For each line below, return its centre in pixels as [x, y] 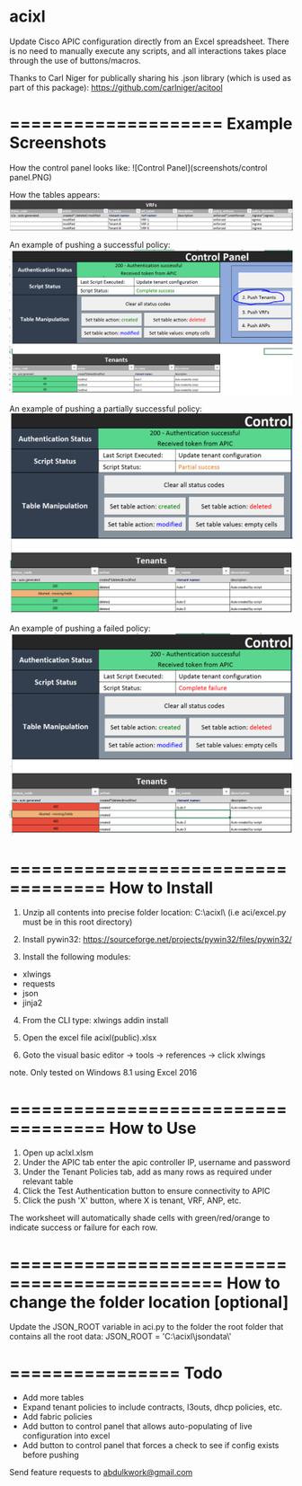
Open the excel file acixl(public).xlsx [89, 1038]
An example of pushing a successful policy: [90, 245]
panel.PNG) [31, 177]
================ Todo [116, 1373]
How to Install [161, 888]
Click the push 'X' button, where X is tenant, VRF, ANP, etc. [132, 1200]
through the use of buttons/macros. [75, 60]
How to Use [153, 1128]
